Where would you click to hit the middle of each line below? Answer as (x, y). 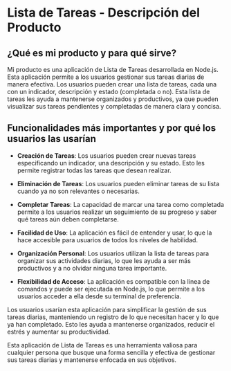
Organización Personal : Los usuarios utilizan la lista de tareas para (113, 253)
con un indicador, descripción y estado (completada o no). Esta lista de (109, 92)
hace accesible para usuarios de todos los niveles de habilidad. (108, 239)
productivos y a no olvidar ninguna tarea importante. (92, 268)
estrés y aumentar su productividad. (59, 332)
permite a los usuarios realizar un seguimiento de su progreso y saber (117, 212)
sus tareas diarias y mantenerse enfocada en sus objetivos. (92, 360)
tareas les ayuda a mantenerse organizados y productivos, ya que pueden (113, 99)
